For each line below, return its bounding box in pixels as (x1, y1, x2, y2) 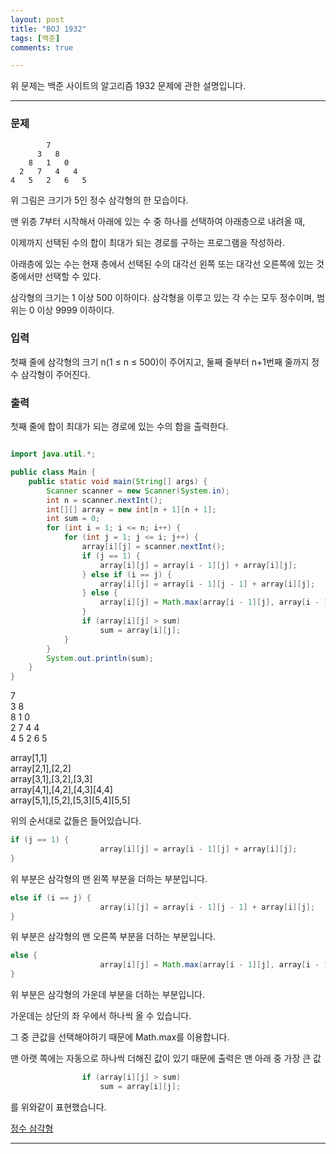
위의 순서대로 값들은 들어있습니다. (10, 815, 142, 827)
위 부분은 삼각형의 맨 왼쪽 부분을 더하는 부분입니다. (10, 872, 208, 885)
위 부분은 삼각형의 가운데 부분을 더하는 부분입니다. (10, 989, 206, 1001)
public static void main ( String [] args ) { (28, 476, 208, 486)
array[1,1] (10, 752, 48, 764)
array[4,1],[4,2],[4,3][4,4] (10, 784, 113, 796)
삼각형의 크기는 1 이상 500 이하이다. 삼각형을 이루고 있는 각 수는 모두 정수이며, (10, 291, 315, 303)
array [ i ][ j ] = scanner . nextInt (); (81, 542, 226, 552)
